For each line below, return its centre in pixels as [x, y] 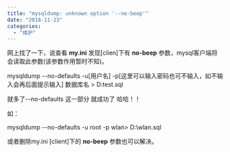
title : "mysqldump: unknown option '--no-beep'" [78, 13]
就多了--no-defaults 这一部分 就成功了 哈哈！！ [74, 99]
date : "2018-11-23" [35, 20]
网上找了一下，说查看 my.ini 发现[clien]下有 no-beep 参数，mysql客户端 [110, 53]
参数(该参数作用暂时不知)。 [69, 62]
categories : [24, 26]
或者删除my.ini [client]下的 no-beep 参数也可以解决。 [82, 142]
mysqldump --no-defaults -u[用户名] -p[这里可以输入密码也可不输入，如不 [112, 76]
